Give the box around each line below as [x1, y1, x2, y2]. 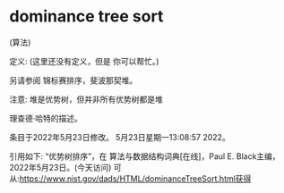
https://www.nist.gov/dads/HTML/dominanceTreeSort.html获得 [19, 172, 252, 184]
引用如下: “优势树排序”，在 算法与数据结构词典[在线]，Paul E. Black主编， [9, 150, 280, 162]
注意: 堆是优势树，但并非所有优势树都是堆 [9, 94, 163, 105]
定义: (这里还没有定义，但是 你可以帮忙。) [9, 55, 159, 66]
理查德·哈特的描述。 [9, 113, 83, 123]
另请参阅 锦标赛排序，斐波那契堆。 [9, 74, 137, 86]
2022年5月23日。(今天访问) [9, 162, 112, 172]
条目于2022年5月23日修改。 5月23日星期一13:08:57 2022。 [9, 131, 230, 142]
